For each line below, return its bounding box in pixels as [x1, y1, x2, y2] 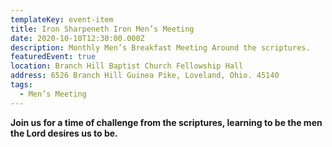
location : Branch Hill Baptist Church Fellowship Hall [10, 61, 244, 71]
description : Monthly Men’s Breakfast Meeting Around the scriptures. [10, 42, 311, 53]
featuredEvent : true [10, 52, 97, 62]
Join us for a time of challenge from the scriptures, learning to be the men [10, 116, 323, 128]
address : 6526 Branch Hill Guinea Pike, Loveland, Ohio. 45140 [10, 71, 280, 81]
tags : [10, 80, 33, 90]
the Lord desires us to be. [10, 127, 118, 139]
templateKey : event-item [10, 14, 114, 25]
